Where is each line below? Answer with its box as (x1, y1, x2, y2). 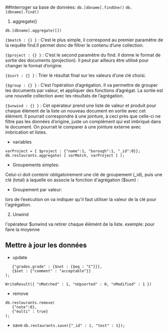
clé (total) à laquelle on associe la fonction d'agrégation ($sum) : (5, 177, 139, 183)
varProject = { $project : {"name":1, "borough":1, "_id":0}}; (5, 149, 141, 154)
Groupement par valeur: (12, 187, 62, 192)
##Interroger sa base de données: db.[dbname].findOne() (5, 5, 125, 10)
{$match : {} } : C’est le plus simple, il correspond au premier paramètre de (5, 37, 163, 43)
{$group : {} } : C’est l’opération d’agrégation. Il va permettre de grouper (5, 82, 158, 88)
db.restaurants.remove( (5, 300, 55, 305)
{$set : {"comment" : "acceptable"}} (12, 268, 92, 273)
